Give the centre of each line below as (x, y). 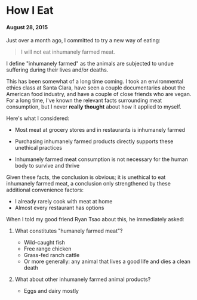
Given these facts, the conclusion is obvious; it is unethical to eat (86, 177)
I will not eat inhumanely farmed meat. (68, 52)
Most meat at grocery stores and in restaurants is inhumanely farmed (100, 130)
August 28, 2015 (27, 27)
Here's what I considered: (38, 118)
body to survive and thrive (47, 166)
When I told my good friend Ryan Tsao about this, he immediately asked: (95, 219)
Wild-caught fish (44, 243)
